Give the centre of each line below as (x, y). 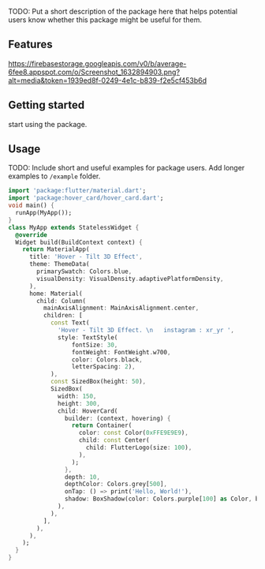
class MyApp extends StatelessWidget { (74, 227)
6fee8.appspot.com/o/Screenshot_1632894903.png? (94, 72)
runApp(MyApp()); (44, 213)
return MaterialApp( (56, 249)
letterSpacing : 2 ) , (103, 367)
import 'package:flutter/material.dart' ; (77, 191)
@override (31, 235)
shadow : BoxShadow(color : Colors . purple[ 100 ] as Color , (158, 499)
